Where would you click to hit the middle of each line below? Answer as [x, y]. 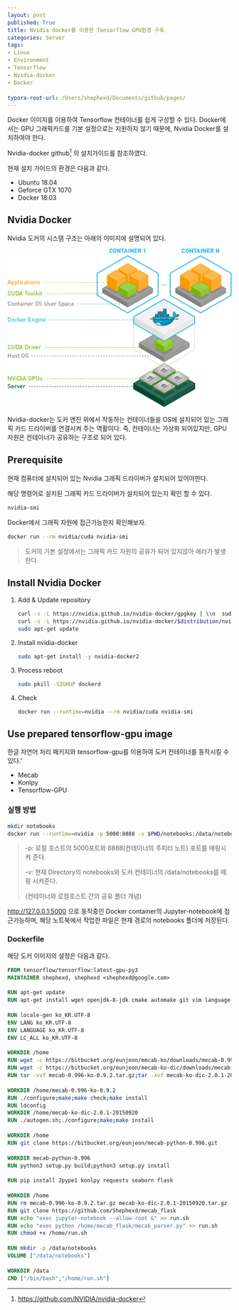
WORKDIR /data [28, 1271]
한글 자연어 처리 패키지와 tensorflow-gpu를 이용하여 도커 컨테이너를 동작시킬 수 [118, 752]
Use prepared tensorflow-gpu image [90, 734]
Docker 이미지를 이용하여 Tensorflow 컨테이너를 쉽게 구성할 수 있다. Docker [114, 120]
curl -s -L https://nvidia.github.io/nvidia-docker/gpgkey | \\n [116, 614]
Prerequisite [35, 460]
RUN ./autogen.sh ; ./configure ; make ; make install [81, 1120]
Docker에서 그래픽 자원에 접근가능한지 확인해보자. [77, 522]
